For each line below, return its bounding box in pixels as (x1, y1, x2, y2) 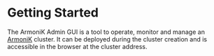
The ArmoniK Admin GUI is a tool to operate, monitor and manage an (7, 28, 205, 36)
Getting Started (7, 5, 99, 21)
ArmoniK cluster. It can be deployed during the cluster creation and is (7, 35, 208, 43)
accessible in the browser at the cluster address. (7, 42, 148, 50)
